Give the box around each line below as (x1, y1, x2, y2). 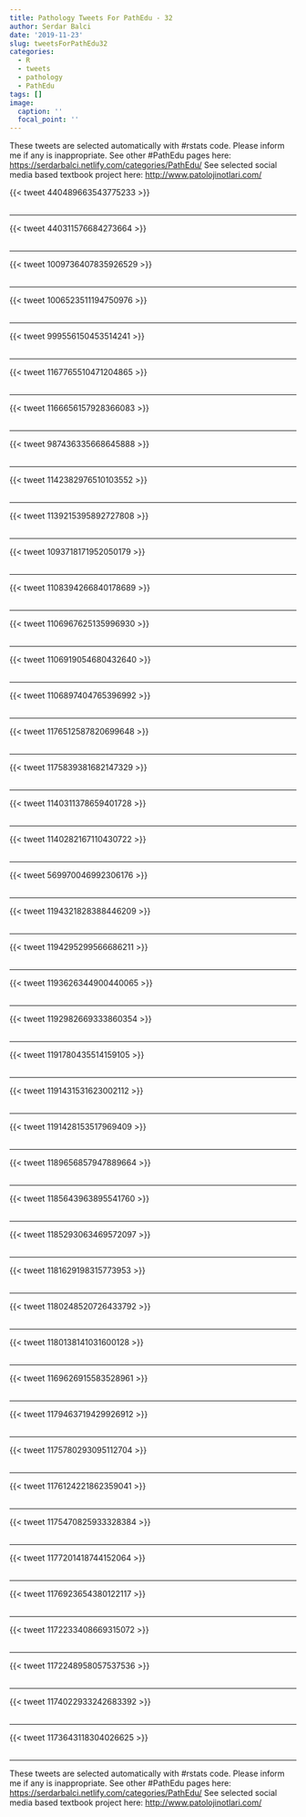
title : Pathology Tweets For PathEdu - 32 (9, 13, 173, 23)
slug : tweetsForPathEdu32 (9, 38, 107, 48)
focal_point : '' (17, 115, 79, 124)
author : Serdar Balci (9, 22, 92, 31)
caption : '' (17, 107, 64, 116)
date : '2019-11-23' (9, 30, 84, 39)
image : (9, 98, 35, 108)
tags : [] (9, 89, 43, 99)
